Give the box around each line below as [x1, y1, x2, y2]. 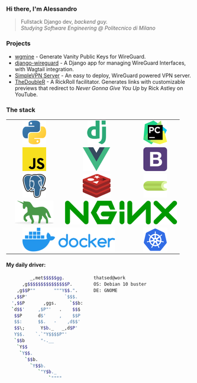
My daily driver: [6, 261, 46, 268]
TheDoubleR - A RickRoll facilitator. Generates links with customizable [14, 78, 185, 85]
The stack [6, 106, 35, 114]
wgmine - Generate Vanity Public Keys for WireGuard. [14, 53, 146, 60]
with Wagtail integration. [14, 65, 74, 72]
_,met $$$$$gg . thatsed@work [30, 275, 126, 281]
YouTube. [14, 91, 38, 98]
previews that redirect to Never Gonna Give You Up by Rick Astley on [14, 84, 183, 91]
